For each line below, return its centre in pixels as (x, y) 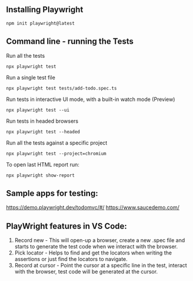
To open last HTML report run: (43, 164)
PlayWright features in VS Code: (67, 226)
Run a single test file (31, 77)
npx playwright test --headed (43, 132)
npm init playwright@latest (41, 23)
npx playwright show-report (41, 175)
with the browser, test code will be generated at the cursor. (86, 272)
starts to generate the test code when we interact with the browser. (96, 247)
